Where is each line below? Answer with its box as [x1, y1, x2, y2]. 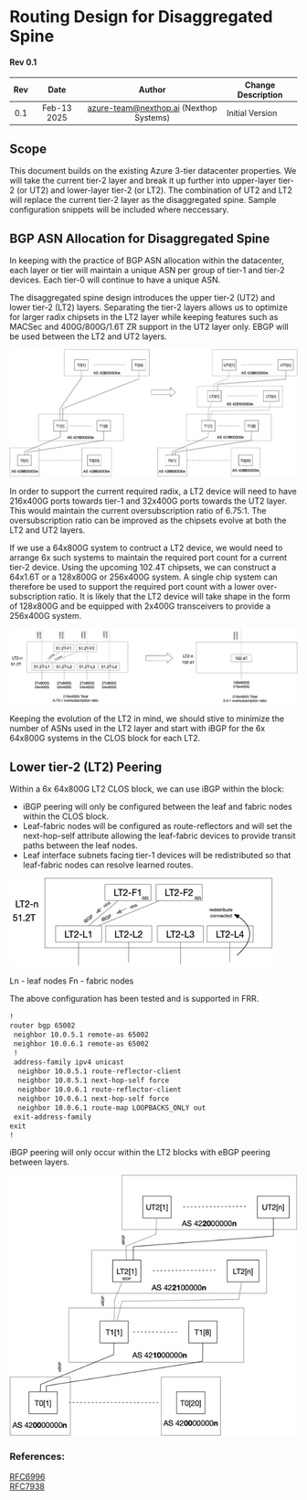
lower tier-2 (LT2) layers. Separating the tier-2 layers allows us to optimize [9, 302, 288, 313]
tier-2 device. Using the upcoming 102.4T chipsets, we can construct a [9, 561, 277, 572]
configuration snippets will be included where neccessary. [9, 204, 229, 216]
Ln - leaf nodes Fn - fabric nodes [9, 975, 134, 986]
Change [245, 80, 276, 90]
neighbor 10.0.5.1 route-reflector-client [17, 1067, 182, 1076]
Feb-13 [42, 102, 72, 113]
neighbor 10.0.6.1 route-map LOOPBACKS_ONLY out [17, 1103, 206, 1112]
